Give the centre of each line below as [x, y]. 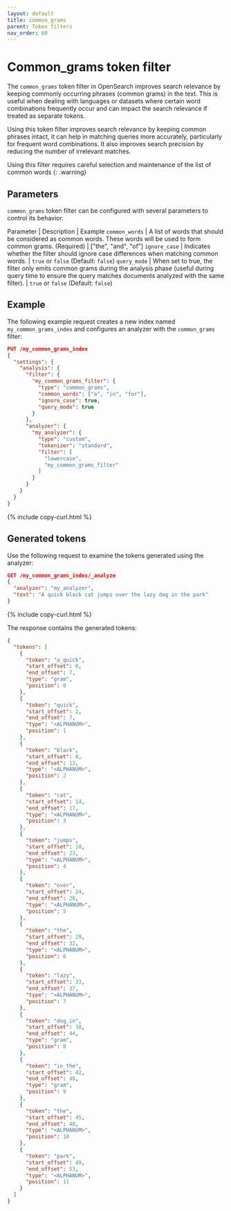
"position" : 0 [46, 686]
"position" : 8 [46, 1047]
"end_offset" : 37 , [52, 988]
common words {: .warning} [47, 172]
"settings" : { [34, 362]
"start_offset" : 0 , [53, 666]
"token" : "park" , [50, 1156]
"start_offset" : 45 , [55, 1117]
